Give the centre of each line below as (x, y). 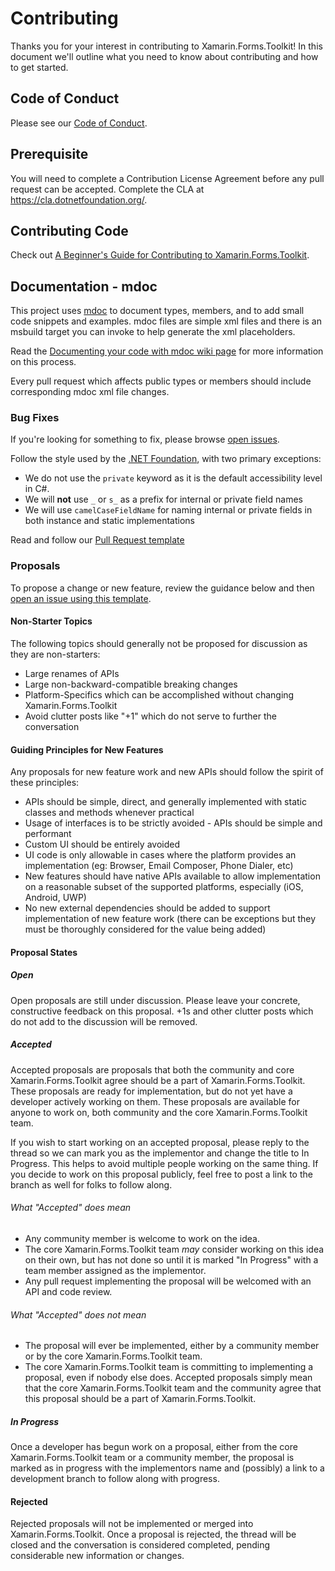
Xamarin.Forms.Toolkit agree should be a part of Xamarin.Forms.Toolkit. (158, 1080)
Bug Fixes (35, 418)
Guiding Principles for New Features (87, 749)
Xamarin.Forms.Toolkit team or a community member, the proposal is (152, 1458)
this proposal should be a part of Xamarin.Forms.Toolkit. (140, 1399)
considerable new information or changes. (97, 1556)
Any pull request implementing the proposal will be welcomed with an (168, 1281)
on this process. (43, 362)
